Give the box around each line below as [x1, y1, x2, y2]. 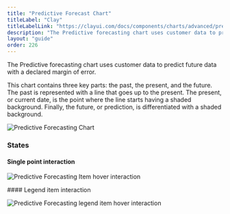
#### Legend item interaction [7, 186, 91, 194]
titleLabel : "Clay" [7, 16, 63, 23]
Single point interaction [7, 157, 75, 165]
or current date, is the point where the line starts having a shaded [7, 96, 192, 103]
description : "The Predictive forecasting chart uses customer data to [7, 29, 216, 36]
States [7, 140, 29, 150]
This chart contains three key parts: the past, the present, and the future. [7, 81, 213, 89]
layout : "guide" [7, 36, 53, 42]
